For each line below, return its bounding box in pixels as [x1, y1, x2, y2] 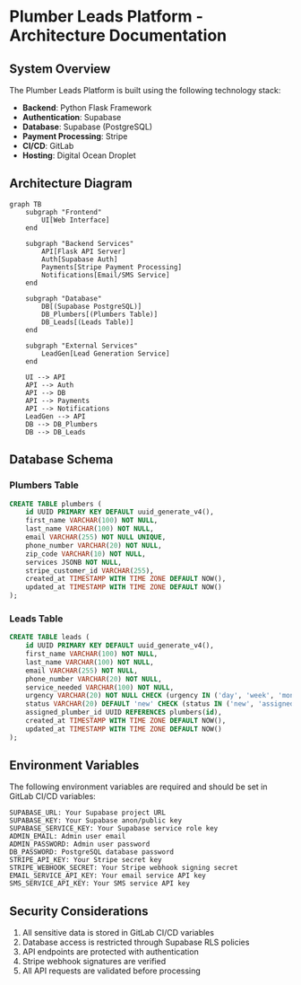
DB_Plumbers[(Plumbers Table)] [41, 310, 159, 319]
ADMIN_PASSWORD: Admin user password [9, 840, 150, 849]
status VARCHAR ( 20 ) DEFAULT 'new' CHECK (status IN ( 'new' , [25, 699, 254, 708]
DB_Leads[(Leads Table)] [41, 317, 134, 327]
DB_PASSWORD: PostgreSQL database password [9, 848, 175, 857]
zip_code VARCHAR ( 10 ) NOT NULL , [25, 550, 146, 558]
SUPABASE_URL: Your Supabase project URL [9, 808, 167, 818]
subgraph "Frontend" [25, 207, 102, 216]
